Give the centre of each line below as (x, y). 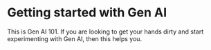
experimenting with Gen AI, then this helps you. (75, 38)
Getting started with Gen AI (87, 13)
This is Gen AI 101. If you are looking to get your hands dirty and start (105, 32)
